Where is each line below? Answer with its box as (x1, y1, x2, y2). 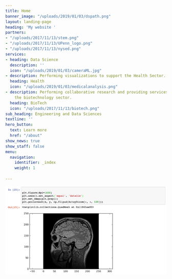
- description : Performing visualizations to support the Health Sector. (5, 73, 166, 79)
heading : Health (10, 79, 45, 84)
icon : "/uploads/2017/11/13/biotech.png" (10, 106, 100, 111)
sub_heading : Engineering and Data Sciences (5, 111, 102, 117)
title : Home (5, 8, 31, 13)
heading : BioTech (10, 100, 47, 105)
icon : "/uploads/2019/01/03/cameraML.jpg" (10, 68, 102, 73)
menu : (5, 149, 17, 154)
